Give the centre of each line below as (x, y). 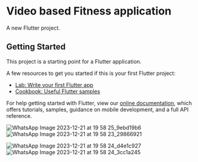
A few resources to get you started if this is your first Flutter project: (91, 73)
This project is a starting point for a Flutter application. (74, 61)
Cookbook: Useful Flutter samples (58, 91)
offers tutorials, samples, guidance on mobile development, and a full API (97, 109)
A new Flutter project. (33, 28)
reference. (19, 115)
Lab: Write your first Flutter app (54, 85)
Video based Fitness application (89, 11)
